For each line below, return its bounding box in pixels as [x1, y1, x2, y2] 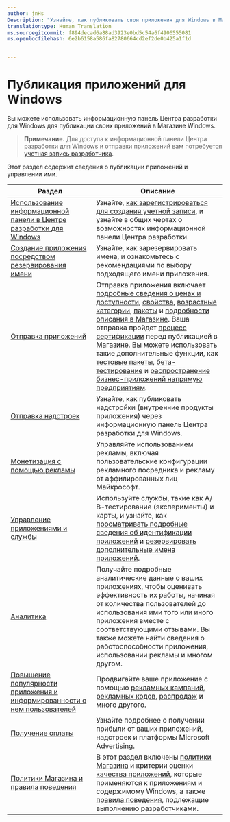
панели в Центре [10, 215, 67, 225]
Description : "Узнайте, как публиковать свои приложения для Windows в [7, 16, 216, 23]
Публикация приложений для [7, 77, 186, 93]
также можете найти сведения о [96, 633, 205, 643]
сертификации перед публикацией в [96, 332, 218, 341]
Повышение [10, 670, 51, 679]
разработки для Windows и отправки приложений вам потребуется [23, 142, 222, 151]
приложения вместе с [96, 616, 170, 626]
